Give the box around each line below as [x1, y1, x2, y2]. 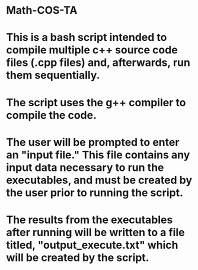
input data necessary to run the [6, 161, 164, 174]
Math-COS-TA [6, 4, 78, 17]
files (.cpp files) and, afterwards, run [6, 56, 191, 69]
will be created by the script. [6, 250, 149, 264]
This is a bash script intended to [6, 31, 167, 45]
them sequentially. [6, 69, 100, 82]
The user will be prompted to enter [6, 135, 180, 149]
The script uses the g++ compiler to [6, 96, 186, 109]
